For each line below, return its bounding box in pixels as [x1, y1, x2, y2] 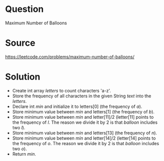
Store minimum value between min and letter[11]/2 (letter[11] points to [12, 114, 154, 120]
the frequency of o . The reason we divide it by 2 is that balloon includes [12, 140, 160, 146]
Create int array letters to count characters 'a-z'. [12, 87, 111, 93]
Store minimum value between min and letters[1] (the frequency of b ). [12, 108, 155, 115]
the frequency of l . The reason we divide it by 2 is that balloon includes [12, 119, 158, 125]
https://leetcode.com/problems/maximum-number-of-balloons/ [5, 54, 135, 60]
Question [5, 3, 44, 15]
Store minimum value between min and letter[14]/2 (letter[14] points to [12, 135, 156, 141]
